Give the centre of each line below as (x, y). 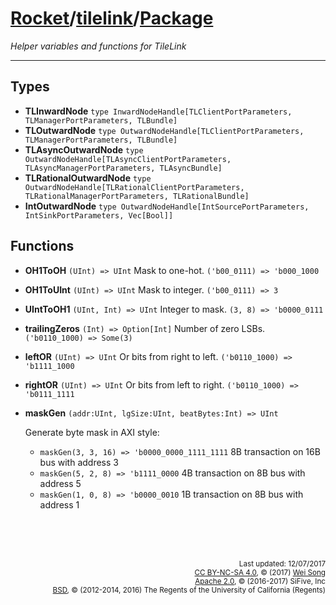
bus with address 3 (79, 462)
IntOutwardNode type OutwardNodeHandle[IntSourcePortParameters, (167, 206)
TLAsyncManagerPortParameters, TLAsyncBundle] (123, 168)
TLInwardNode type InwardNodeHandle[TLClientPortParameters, (158, 111)
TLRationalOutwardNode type (88, 178)
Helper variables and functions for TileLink (98, 46)
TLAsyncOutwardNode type (84, 149)
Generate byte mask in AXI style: (92, 432)
